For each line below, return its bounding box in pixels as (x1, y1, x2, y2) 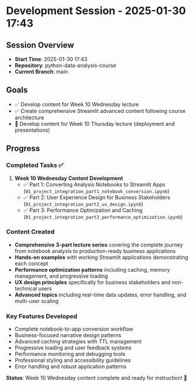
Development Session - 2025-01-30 (6, 4, 186, 18)
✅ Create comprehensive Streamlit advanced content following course (14, 107, 186, 114)
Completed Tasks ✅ (6, 161, 64, 169)
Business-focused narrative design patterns (14, 332, 122, 339)
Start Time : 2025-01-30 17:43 (14, 56, 88, 62)
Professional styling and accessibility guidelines (14, 357, 131, 364)
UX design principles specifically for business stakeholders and (14, 278, 170, 286)
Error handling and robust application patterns (14, 363, 126, 370)
